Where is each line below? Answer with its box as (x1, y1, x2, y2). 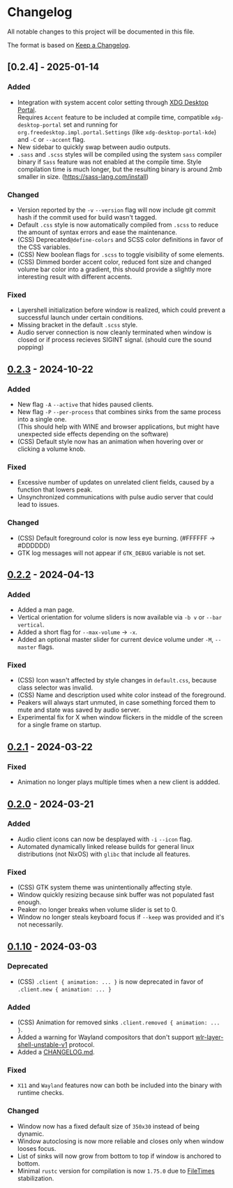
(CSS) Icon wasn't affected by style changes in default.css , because (17, 676, 217, 685)
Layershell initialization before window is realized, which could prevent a (17, 306, 225, 315)
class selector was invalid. (17, 683, 93, 692)
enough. (17, 898, 42, 906)
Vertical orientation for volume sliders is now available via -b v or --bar (17, 613, 222, 622)
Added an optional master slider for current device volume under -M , (17, 636, 214, 644)
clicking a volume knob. (17, 445, 86, 453)
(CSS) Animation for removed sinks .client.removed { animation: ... (17, 1018, 220, 1026)
